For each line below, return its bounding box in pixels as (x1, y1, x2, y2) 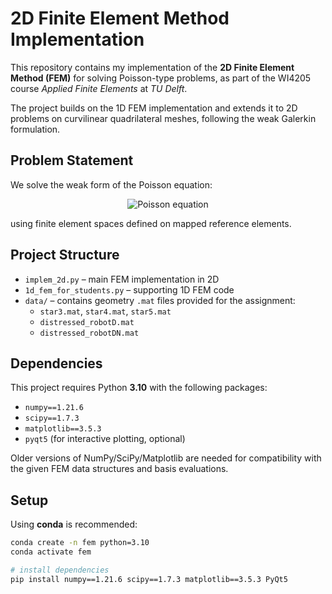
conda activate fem (10, 547, 92, 557)
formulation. (10, 123, 61, 135)
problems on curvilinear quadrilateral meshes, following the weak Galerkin (10, 112, 317, 124)
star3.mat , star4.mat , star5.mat (39, 305, 172, 317)
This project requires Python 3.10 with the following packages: (10, 382, 268, 394)
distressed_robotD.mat (39, 317, 135, 327)
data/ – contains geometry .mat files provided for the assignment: (24, 294, 296, 306)
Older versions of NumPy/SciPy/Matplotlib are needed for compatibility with (10, 452, 322, 464)
